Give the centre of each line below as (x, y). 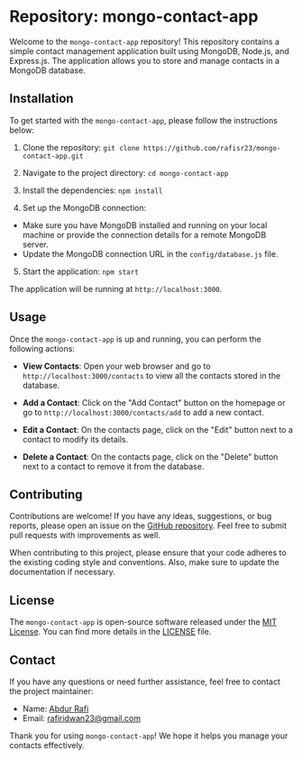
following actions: (42, 348)
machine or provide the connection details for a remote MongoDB (144, 234)
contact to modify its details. (75, 439)
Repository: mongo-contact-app (134, 17)
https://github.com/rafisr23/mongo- (212, 148)
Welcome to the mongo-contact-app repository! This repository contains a (145, 41)
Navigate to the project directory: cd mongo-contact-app (125, 172)
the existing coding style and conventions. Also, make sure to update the (144, 562)
